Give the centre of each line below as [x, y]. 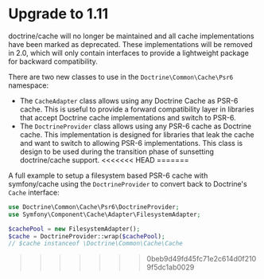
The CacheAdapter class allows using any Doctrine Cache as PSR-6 [129, 100]
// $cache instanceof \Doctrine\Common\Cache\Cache [95, 244]
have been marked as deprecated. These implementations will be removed [130, 44]
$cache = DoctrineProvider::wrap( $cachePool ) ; [87, 236]
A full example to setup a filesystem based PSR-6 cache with [108, 175]
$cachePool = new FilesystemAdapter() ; [74, 229]
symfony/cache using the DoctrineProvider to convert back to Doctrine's [128, 183]
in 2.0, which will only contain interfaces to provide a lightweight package [128, 53]
